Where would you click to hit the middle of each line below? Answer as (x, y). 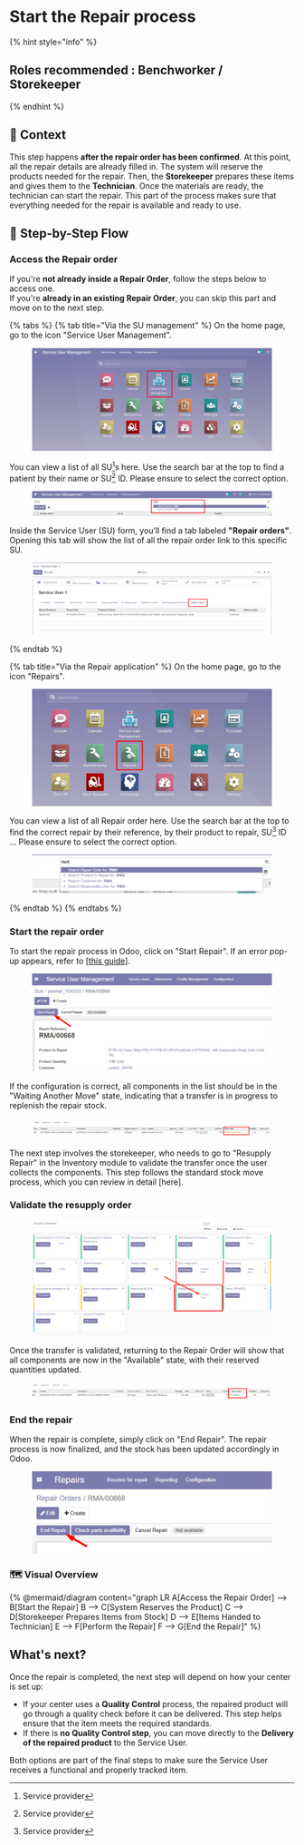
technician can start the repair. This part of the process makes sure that (143, 195)
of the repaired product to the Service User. (105, 1742)
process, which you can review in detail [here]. (96, 1182)
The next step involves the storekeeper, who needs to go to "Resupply (140, 1153)
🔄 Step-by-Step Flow (69, 233)
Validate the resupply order (71, 1206)
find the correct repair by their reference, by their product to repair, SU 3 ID (148, 831)
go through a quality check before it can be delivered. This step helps (152, 1713)
